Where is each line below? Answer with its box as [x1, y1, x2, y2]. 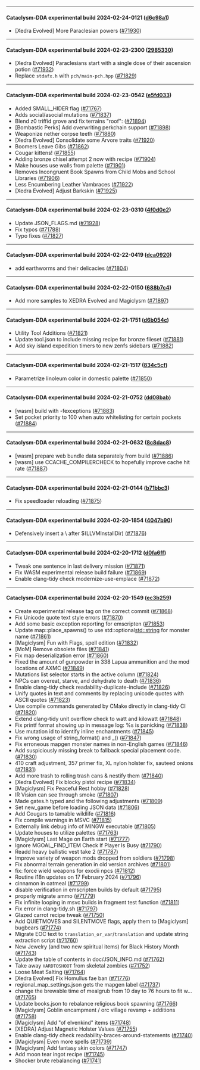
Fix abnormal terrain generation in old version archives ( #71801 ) [14, 860, 171, 867]
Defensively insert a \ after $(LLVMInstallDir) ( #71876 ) [14, 530, 147, 537]
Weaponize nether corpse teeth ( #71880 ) [14, 130, 116, 137]
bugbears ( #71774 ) [14, 924, 61, 931]
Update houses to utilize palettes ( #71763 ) [14, 829, 119, 836]
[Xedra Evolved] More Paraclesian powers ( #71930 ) [14, 27, 142, 35]
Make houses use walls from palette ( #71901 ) [14, 161, 126, 169]
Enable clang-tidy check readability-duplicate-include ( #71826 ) [14, 683, 171, 690]
